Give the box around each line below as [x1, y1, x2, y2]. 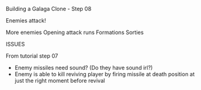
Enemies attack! [6, 17, 47, 24]
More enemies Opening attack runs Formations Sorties [6, 29, 144, 36]
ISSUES [6, 41, 25, 47]
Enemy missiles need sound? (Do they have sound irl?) [14, 64, 153, 71]
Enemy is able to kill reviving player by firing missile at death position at [14, 71, 195, 78]
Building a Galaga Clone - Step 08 [6, 5, 92, 12]
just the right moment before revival [14, 77, 105, 84]
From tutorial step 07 [6, 52, 59, 60]
